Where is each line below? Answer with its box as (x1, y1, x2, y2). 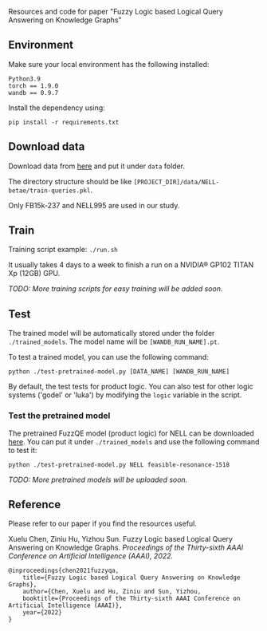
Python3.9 (8, 75, 41, 83)
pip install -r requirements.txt (8, 118, 120, 126)
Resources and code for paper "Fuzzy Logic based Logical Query (8, 7, 223, 16)
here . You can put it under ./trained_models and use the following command (8, 436, 260, 446)
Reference (8, 498, 61, 511)
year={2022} (22, 609, 62, 617)
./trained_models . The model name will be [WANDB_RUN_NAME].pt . (8, 337, 220, 346)
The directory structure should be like (8, 176, 132, 186)
